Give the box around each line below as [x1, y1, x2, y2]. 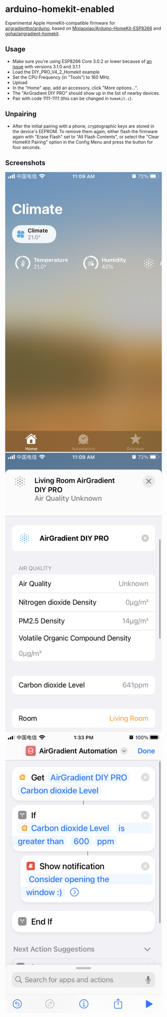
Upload [12, 79, 28, 85]
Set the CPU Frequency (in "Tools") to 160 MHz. [12, 74, 111, 80]
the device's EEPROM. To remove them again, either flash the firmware [12, 128, 158, 134]
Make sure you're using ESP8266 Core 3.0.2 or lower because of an [12, 58, 152, 64]
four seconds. [12, 144, 41, 150]
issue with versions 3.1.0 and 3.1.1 [12, 63, 81, 69]
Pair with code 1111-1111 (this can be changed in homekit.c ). [12, 95, 133, 101]
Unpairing [5, 110, 37, 118]
